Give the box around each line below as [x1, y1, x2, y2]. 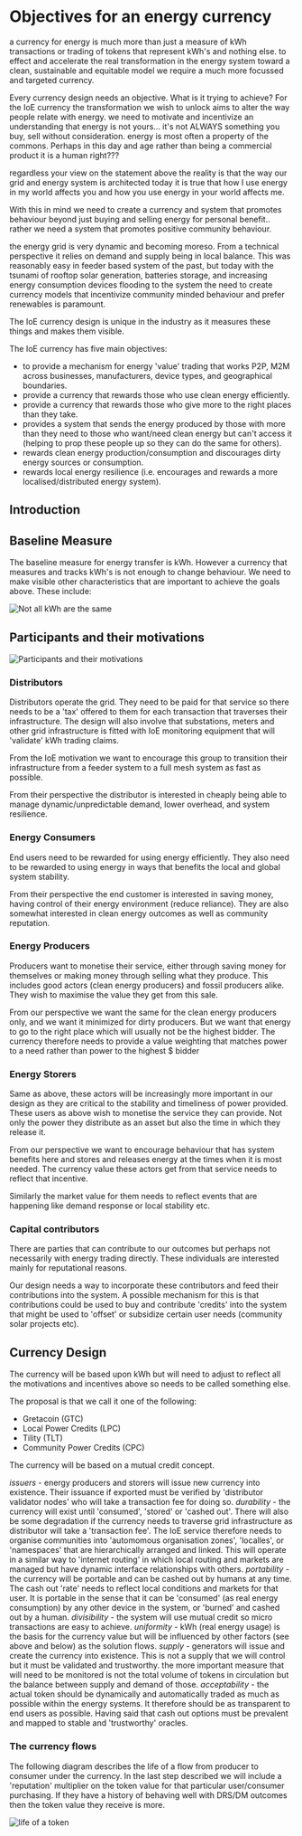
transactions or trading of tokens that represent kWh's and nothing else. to [9, 45, 287, 56]
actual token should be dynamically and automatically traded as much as [9, 1689, 279, 1699]
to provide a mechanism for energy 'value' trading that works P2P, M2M [22, 360, 290, 372]
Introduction [9, 502, 81, 517]
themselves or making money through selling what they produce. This [9, 970, 269, 980]
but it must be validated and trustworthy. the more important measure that [9, 1660, 284, 1670]
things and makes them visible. [9, 326, 124, 336]
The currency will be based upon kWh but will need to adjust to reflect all [9, 1368, 281, 1380]
